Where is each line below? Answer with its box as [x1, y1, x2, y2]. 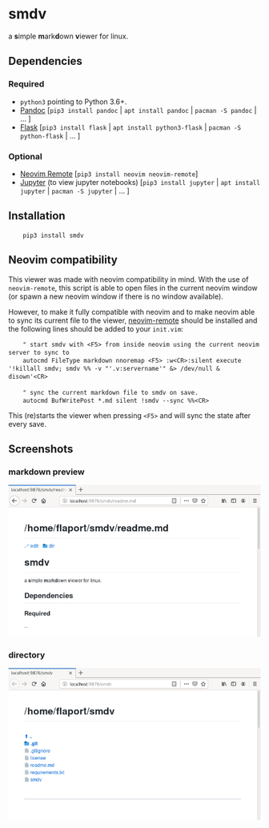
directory [8, 649, 46, 661]
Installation [8, 209, 66, 223]
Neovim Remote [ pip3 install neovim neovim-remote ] [19, 169, 199, 179]
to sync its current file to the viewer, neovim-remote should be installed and [8, 316, 258, 325]
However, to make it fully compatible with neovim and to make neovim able [8, 307, 255, 316]
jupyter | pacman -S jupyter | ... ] [19, 186, 130, 195]
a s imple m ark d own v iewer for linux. [8, 31, 129, 41]
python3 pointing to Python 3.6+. [19, 97, 127, 107]
